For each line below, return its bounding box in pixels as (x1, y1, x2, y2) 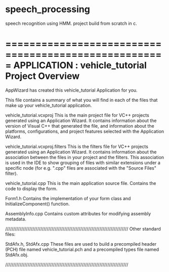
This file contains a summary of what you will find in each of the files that (5, 97, 158, 103)
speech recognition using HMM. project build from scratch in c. (5, 20, 138, 26)
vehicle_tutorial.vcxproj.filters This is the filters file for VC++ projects (5, 143, 148, 149)
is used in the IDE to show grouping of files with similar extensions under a (5, 160, 161, 166)
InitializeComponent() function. (5, 201, 70, 207)
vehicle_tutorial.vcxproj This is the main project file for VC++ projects (5, 112, 149, 118)
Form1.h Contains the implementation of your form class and (5, 195, 131, 201)
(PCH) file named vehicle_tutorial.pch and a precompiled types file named (5, 246, 159, 252)
